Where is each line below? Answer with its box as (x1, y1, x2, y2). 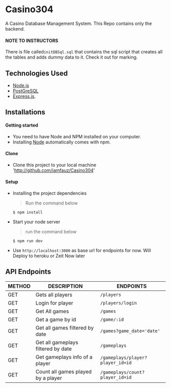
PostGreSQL (12, 87, 39, 94)
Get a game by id (35, 316, 76, 323)
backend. (5, 25, 25, 32)
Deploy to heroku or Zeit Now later (12, 253, 85, 259)
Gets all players (35, 291, 73, 298)
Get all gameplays (35, 339, 78, 346)
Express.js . (12, 93, 36, 99)
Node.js (12, 82, 30, 88)
